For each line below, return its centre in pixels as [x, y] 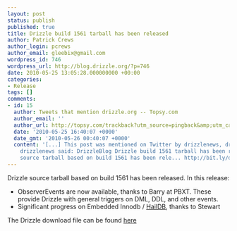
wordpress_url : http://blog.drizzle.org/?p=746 [79, 66]
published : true [31, 27]
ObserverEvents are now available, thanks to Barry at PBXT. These [114, 192]
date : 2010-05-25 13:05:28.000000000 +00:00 [74, 73]
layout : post [26, 14]
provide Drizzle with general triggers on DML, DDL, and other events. [118, 199]
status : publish [31, 20]
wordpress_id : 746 [34, 60]
